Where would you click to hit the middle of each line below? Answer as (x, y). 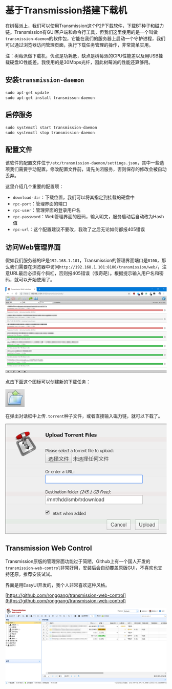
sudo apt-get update (27, 93)
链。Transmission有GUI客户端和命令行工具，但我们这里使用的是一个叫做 (82, 32)
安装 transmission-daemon (45, 80)
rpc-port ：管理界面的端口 (40, 204)
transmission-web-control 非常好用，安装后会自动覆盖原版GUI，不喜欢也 (82, 568)
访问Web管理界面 (33, 247)
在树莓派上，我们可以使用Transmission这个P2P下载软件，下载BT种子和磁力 (85, 26)
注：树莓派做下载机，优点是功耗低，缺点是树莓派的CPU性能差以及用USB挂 (84, 56)
